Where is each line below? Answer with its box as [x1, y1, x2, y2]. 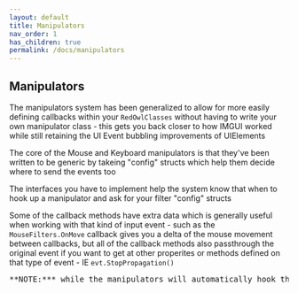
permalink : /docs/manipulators [9, 46, 125, 55]
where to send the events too [9, 166, 117, 177]
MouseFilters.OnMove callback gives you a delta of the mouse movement [9, 228, 273, 239]
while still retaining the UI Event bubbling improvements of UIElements [9, 130, 266, 141]
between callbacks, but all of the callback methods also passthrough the [9, 238, 275, 249]
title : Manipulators [9, 21, 86, 30]
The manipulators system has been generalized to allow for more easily [9, 102, 271, 112]
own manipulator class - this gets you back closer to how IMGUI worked [9, 120, 272, 131]
